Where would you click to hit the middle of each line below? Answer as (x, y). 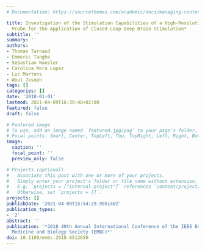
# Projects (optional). (37, 170)
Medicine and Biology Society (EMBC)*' (63, 232)
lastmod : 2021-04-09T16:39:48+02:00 (53, 102)
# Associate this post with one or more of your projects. (86, 175)
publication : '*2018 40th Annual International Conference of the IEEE (99, 226)
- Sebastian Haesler (33, 62)
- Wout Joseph (24, 80)
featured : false (27, 108)
